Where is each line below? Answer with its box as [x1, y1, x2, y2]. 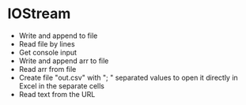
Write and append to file [18, 31, 98, 40]
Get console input [18, 47, 77, 57]
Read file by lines [18, 39, 76, 48]
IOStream [7, 5, 71, 23]
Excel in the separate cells [18, 81, 104, 91]
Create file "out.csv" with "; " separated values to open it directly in [18, 73, 238, 82]
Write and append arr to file [18, 56, 109, 66]
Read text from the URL [18, 89, 96, 99]
